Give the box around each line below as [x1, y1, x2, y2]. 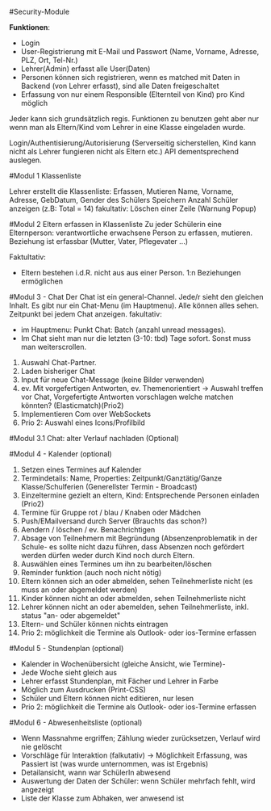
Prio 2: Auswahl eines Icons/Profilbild [20, 418, 146, 427]
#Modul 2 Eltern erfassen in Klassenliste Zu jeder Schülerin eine [9, 220, 223, 229]
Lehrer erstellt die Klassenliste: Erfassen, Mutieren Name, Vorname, [9, 187, 234, 196]
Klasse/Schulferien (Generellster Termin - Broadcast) [20, 482, 198, 491]
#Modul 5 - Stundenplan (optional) [9, 644, 124, 653]
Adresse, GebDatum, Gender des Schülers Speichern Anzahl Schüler [9, 195, 239, 204]
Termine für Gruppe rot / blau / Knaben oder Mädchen [20, 508, 201, 517]
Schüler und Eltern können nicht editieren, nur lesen [20, 694, 194, 703]
